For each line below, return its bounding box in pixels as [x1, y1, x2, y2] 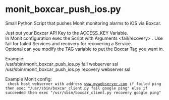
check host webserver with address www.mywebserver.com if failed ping [7, 81, 161, 86]
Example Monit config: [5, 76, 52, 82]
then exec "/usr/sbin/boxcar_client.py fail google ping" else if [5, 85, 148, 91]
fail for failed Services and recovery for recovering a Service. [5, 40, 132, 46]
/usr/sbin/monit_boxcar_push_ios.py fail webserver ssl [5, 61, 119, 67]
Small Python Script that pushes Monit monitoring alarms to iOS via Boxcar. [5, 20, 161, 26]
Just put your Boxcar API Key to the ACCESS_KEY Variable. [5, 30, 129, 36]
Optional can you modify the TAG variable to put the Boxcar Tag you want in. [5, 46, 164, 52]
